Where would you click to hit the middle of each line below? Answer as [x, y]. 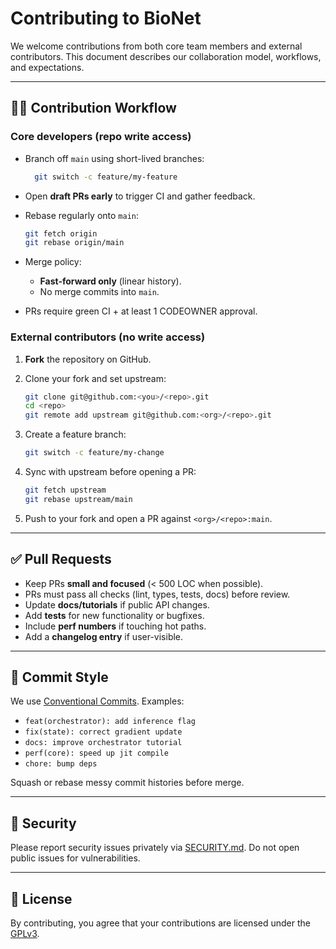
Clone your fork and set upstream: [95, 378]
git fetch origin [61, 233]
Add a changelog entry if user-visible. [104, 636]
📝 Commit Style [59, 677]
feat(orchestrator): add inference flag [110, 722]
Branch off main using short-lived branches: [114, 158]
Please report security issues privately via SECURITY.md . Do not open [155, 848]
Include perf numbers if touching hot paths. [115, 626]
